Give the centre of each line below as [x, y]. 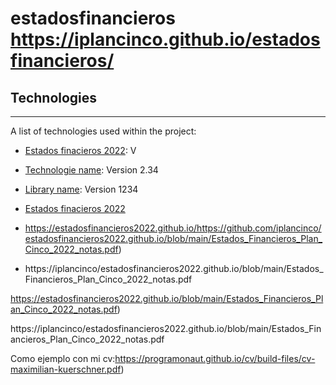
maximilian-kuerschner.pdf [66, 369]
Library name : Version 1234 [81, 189]
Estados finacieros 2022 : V [80, 150]
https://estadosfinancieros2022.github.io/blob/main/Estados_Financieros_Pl [167, 298]
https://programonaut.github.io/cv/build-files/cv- [215, 358]
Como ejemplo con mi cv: [63, 358]
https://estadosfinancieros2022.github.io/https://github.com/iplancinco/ [173, 228]
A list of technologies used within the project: [103, 131]
